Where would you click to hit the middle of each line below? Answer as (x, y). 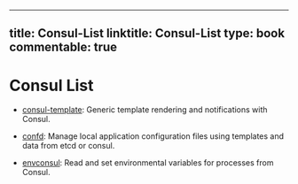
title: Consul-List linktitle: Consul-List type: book (147, 33)
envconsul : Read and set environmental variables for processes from (148, 163)
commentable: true (63, 47)
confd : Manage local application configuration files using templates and (153, 136)
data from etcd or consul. (68, 146)
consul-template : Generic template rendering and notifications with (145, 110)
